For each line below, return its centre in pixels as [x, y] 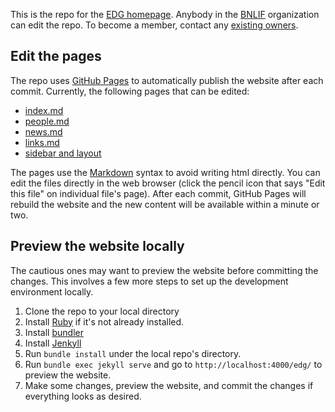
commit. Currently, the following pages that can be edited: [130, 91]
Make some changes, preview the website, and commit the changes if [169, 385]
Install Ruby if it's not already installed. [104, 321]
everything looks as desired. [83, 396]
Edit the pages [56, 56]
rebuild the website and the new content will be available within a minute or [165, 204]
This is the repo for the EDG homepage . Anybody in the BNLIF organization [165, 14]
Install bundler [54, 332]
